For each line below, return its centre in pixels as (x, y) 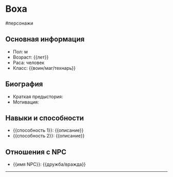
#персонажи (19, 23)
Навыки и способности (45, 118)
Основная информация (45, 39)
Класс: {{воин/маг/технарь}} (44, 68)
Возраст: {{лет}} (31, 57)
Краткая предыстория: (38, 96)
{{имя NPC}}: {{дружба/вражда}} (49, 164)
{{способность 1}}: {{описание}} (48, 130)
